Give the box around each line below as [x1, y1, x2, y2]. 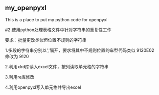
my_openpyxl [5, 4, 46, 12]
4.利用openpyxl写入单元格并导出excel [5, 84, 81, 90]
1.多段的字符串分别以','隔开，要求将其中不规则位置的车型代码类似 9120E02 [5, 47, 155, 53]
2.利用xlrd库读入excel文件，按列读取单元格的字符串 [5, 63, 109, 69]
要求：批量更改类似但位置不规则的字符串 [5, 37, 87, 43]
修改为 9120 [5, 53, 29, 59]
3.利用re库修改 [5, 74, 35, 79]
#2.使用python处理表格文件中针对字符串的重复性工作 [5, 27, 112, 32]
